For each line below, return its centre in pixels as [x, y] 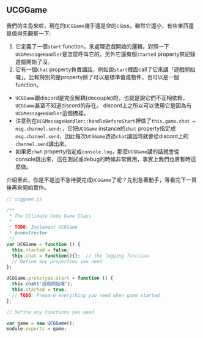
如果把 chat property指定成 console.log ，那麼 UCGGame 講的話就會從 [97, 151]
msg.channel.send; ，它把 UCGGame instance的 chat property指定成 [95, 128]
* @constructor [28, 233]
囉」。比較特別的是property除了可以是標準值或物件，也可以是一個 [97, 77]
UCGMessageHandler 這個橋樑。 [52, 113]
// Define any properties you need [57, 261]
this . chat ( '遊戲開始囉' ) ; [42, 284]
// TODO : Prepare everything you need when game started [86, 295]
